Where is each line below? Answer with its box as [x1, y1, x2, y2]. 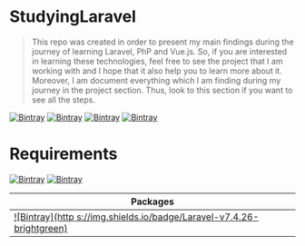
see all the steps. [31, 93, 95, 105]
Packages [130, 195, 175, 208]
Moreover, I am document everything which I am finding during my [31, 74, 281, 85]
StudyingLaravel [9, 6, 136, 27]
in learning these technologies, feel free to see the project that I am [31, 55, 283, 66]
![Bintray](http [14, 211, 74, 223]
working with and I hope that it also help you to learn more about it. [31, 65, 283, 76]
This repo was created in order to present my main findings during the [31, 36, 294, 47]
